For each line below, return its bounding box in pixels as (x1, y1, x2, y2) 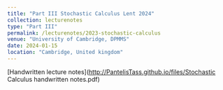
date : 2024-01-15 (7, 42, 58, 49)
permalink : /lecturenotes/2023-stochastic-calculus (7, 29, 161, 37)
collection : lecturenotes (7, 17, 82, 24)
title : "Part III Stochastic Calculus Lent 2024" (7, 10, 155, 17)
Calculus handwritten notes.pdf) (7, 75, 100, 83)
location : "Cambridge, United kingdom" (7, 49, 124, 56)
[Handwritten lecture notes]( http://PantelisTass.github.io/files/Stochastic (7, 67, 216, 76)
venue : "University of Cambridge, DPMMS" (7, 36, 130, 43)
